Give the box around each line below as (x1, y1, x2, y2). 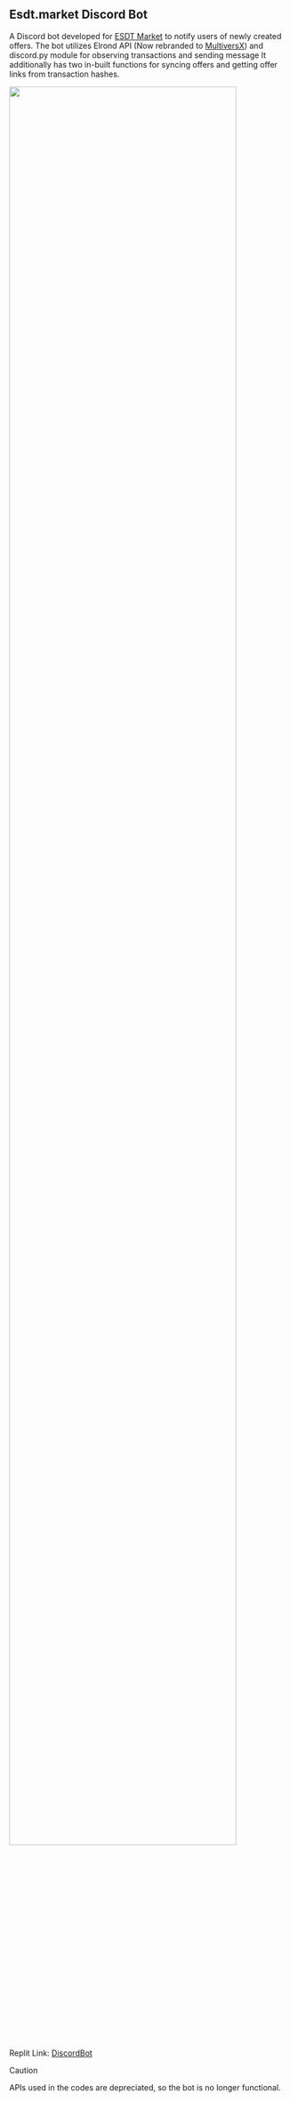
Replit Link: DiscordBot (9, 2048, 93, 2058)
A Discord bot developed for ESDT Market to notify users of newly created (9, 30, 282, 41)
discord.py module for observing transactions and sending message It (9, 49, 267, 61)
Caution (9, 2065, 38, 2075)
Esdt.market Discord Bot (9, 7, 149, 22)
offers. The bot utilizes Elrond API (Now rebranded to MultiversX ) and (9, 40, 264, 51)
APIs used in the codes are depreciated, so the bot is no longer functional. (9, 2082, 282, 2092)
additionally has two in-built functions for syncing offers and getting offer (9, 59, 278, 69)
